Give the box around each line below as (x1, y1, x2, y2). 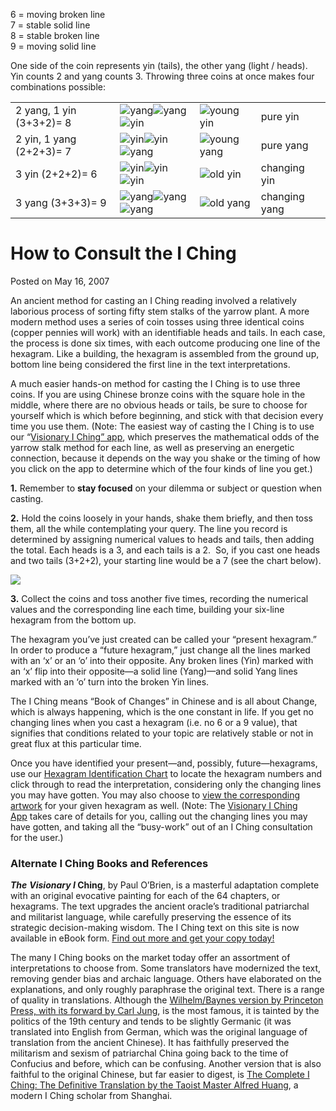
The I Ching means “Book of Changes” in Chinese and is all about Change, (10, 695, 318, 707)
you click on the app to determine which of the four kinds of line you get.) (10, 462, 313, 474)
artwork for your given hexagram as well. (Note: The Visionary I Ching (10, 799, 298, 811)
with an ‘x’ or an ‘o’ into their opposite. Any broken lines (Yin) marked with (10, 654, 314, 666)
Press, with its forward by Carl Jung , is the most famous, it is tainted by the (10, 1005, 320, 1017)
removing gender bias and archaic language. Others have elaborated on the (10, 973, 322, 985)
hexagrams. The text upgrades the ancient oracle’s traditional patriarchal (10, 900, 310, 913)
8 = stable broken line (10, 30, 100, 41)
